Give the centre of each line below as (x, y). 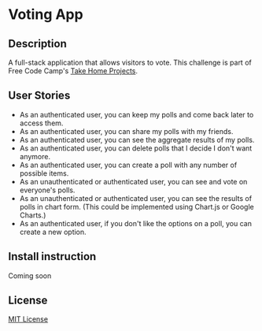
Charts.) (33, 215)
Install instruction (52, 257)
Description (37, 44)
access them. (41, 123)
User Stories (39, 96)
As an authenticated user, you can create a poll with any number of (128, 165)
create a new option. (53, 232)
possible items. (44, 173)
